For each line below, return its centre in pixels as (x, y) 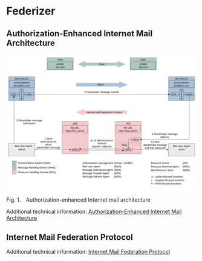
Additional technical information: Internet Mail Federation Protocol (88, 252)
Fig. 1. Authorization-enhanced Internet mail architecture (79, 200)
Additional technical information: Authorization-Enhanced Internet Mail (94, 212)
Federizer (31, 11)
